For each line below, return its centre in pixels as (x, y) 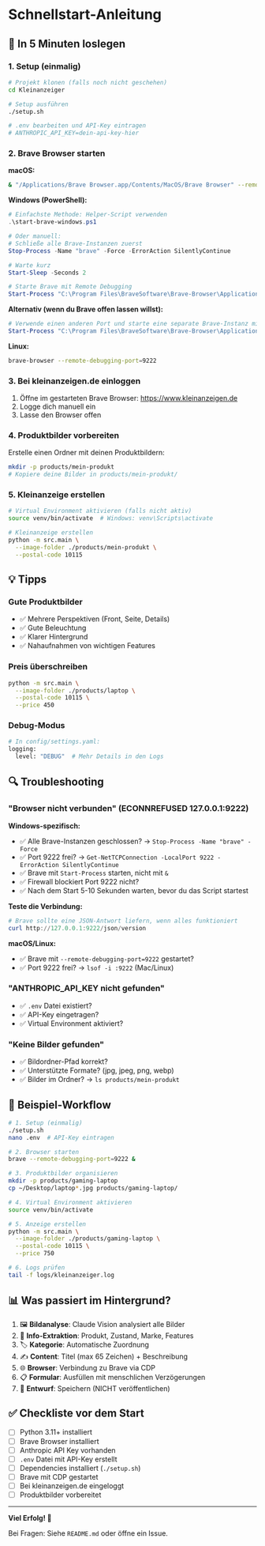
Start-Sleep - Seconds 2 (47, 273)
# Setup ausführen (38, 104)
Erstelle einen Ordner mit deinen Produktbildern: (87, 453)
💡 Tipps (28, 580)
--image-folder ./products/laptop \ (75, 690)
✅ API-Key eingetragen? (59, 1014)
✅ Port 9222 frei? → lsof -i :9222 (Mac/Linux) (97, 967)
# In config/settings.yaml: (54, 742)
